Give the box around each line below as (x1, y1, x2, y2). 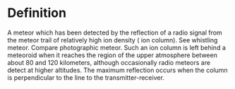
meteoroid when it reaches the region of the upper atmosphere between (7, 51, 217, 59)
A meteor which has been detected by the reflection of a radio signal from (7, 28, 222, 37)
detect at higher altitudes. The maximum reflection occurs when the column (7, 66, 228, 74)
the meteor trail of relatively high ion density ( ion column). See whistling (7, 35, 218, 44)
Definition (7, 5, 67, 21)
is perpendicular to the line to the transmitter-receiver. (7, 73, 164, 82)
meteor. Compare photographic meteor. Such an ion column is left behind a (7, 43, 226, 52)
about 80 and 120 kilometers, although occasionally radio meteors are (7, 58, 210, 66)
